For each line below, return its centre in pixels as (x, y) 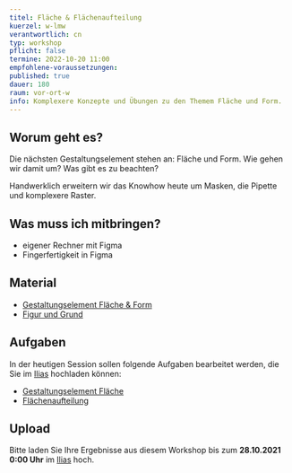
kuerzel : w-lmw (38, 26)
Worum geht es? (56, 137)
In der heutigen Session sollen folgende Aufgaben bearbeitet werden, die (144, 364)
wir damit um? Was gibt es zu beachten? (84, 169)
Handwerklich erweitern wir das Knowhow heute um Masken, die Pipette (143, 186)
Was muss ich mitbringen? (85, 224)
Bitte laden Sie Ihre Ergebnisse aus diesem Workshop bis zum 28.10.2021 (145, 451)
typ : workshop (36, 43)
